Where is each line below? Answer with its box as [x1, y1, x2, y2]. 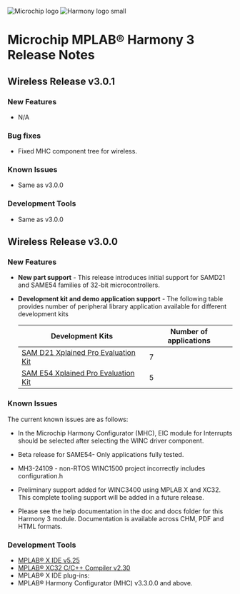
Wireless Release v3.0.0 [7, 236, 118, 248]
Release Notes [7, 47, 95, 64]
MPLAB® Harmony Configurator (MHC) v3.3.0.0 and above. [17, 579, 193, 588]
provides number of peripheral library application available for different [17, 302, 227, 311]
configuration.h [17, 471, 63, 480]
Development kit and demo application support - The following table [17, 295, 224, 303]
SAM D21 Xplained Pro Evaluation [21, 348, 136, 358]
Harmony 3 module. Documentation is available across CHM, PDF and [17, 514, 224, 523]
